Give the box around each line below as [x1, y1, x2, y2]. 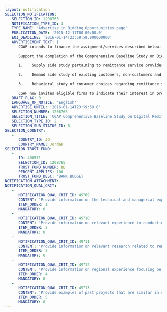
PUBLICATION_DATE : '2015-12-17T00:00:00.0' [11, 30, 103, 35]
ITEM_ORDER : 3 [18, 248, 48, 253]
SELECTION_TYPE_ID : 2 [11, 118, 57, 124]
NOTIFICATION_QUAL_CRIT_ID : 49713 [18, 285, 90, 291]
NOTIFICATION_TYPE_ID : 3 [11, 21, 64, 26]
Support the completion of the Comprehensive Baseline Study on [18, 53, 155, 59]
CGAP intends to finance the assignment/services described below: [18, 44, 162, 49]
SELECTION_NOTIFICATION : [5, 12, 57, 17]
